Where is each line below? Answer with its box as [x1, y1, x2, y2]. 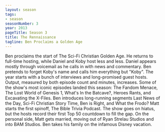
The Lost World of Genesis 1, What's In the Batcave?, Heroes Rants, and [5, 89, 151, 95]
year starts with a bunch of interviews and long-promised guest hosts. [5, 74, 148, 80]
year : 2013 [5, 26, 28, 31]
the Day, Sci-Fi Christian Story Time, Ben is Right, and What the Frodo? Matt [5, 100, 160, 106]
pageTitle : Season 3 [5, 30, 48, 35]
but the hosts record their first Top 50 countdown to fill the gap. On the [5, 111, 149, 117]
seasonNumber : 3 [5, 21, 38, 26]
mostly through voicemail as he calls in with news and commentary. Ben [5, 63, 152, 69]
